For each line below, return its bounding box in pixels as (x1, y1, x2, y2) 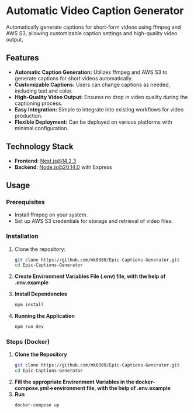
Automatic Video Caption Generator (6, 4, 184, 18)
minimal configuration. (14, 124, 69, 131)
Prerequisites (6, 198, 45, 206)
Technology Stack (6, 142, 74, 152)
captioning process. (14, 100, 63, 107)
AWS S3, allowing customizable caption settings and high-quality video (6, 29, 178, 36)
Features (6, 53, 39, 63)
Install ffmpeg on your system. (14, 211, 88, 218)
